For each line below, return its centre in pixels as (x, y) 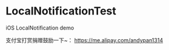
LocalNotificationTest (61, 11)
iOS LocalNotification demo (40, 28)
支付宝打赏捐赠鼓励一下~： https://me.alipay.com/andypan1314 (85, 40)
